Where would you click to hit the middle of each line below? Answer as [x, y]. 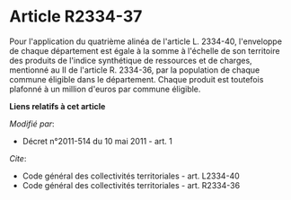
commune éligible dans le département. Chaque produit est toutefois [137, 79]
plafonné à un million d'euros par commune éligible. [105, 89]
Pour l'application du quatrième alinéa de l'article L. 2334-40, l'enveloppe [146, 41]
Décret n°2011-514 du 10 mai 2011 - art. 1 [97, 141]
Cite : [18, 158]
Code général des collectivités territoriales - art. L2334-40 [131, 176]
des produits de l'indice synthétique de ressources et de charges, [131, 60]
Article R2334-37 [76, 17]
